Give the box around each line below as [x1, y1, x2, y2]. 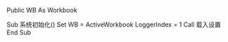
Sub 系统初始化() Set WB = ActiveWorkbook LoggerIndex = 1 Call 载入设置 [6, 20, 221, 29]
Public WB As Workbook [6, 6, 78, 14]
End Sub [6, 28, 32, 36]
